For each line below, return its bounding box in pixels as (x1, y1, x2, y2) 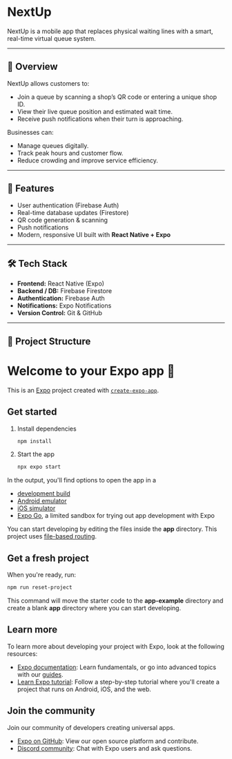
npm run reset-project (7, 584, 72, 591)
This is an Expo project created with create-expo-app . (7, 386, 159, 394)
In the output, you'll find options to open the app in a (7, 476, 157, 485)
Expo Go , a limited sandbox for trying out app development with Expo (17, 512, 215, 520)
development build (17, 489, 70, 498)
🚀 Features (7, 182, 55, 194)
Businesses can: (7, 128, 54, 136)
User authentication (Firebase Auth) (17, 201, 119, 209)
